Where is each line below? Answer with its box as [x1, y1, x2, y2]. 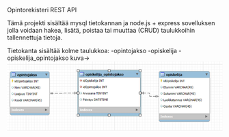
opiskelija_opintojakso [7, 54, 69, 62]
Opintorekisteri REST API [7, 6, 77, 14]
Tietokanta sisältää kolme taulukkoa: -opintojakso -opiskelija [7, 47, 178, 55]
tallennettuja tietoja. [7, 33, 63, 42]
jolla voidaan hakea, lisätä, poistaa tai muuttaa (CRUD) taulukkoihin [7, 27, 196, 34]
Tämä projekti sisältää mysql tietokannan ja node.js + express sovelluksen [7, 19, 215, 27]
